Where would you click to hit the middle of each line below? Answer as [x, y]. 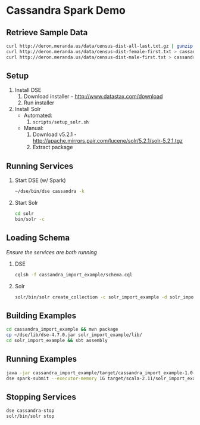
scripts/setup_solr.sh [61, 122]
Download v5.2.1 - [54, 134]
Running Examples [42, 359]
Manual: [33, 128]
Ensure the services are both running [51, 252]
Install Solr [28, 109]
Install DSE [28, 90]
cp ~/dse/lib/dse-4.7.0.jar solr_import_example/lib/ [74, 335]
